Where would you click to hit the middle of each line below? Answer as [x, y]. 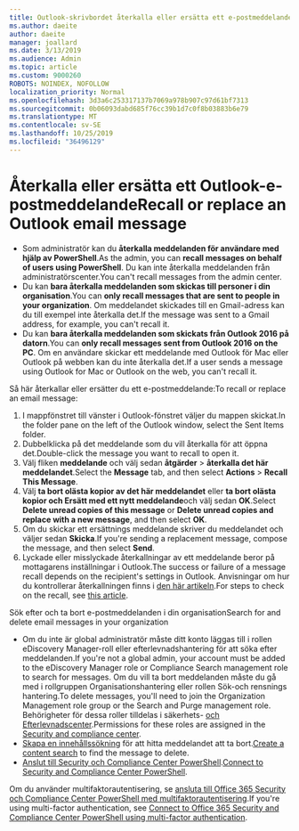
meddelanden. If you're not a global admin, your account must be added [154, 658]
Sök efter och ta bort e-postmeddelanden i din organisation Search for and [145, 612]
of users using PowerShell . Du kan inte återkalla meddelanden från [146, 267]
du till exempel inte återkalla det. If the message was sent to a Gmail [145, 314]
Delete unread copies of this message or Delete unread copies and [148, 509]
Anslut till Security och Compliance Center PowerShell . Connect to [143, 762]
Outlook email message [98, 223]
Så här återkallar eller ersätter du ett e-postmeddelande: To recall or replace [148, 388]
